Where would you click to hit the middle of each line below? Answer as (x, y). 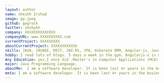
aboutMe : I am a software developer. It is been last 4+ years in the (79, 69)
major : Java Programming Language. (41, 64)
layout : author (20, 10)
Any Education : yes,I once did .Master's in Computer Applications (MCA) (82, 60)
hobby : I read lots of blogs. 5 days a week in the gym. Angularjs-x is (81, 55)
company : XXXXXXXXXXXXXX (30, 32)
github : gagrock (21, 23)
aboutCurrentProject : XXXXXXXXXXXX (41, 46)
